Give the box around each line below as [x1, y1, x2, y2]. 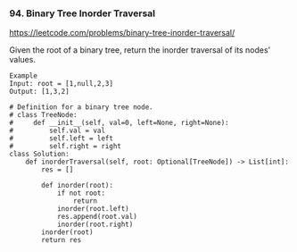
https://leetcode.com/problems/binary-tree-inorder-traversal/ [9, 28, 235, 38]
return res [41, 236, 82, 245]
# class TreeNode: [9, 111, 78, 120]
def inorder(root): [41, 181, 114, 190]
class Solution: [9, 150, 70, 159]
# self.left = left [9, 134, 114, 143]
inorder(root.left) [56, 205, 129, 214]
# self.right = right [9, 142, 122, 151]
